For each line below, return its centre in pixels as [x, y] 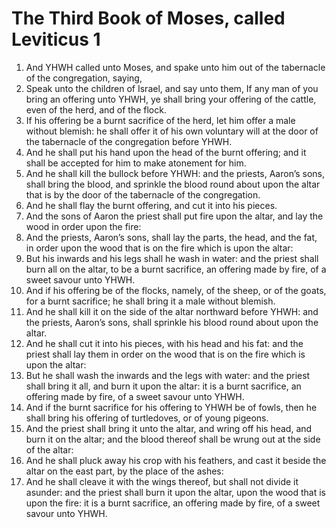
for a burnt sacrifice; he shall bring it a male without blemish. [150, 301]
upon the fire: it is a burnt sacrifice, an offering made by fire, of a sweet [173, 503]
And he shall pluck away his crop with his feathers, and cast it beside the [176, 460]
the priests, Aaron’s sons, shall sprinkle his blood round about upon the [172, 322]
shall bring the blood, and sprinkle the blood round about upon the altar [173, 184]
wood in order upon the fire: [83, 226]
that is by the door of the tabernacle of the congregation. [143, 194]
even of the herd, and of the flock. [96, 109]
